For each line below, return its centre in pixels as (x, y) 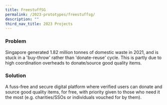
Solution (16, 75)
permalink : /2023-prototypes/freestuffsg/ (50, 14)
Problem (16, 41)
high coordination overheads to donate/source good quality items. (73, 62)
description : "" (22, 19)
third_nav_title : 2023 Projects (39, 24)
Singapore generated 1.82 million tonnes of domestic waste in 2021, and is (82, 52)
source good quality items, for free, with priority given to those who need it (83, 92)
